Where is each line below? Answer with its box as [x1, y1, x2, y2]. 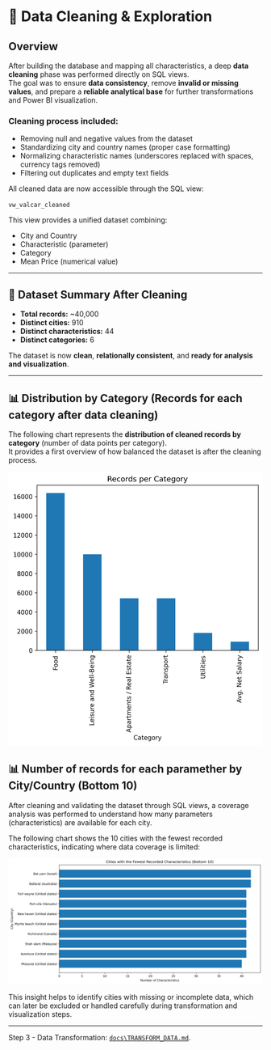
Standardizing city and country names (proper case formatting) [19, 142, 231, 152]
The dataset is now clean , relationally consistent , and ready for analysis [8, 351, 253, 361]
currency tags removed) [19, 159, 101, 169]
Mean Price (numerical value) [19, 256, 119, 266]
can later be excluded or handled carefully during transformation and [8, 1001, 238, 1010]
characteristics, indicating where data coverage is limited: [8, 841, 200, 852]
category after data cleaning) [8, 408, 159, 421]
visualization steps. [8, 1009, 73, 1018]
